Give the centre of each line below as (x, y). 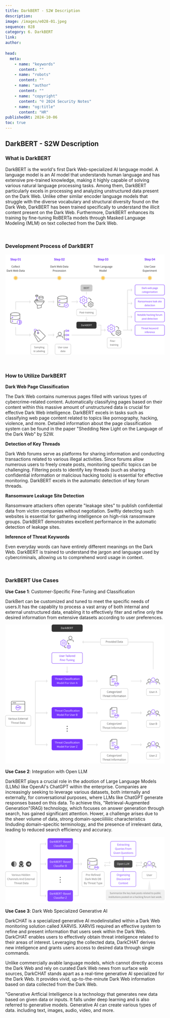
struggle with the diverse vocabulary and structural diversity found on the (82, 201)
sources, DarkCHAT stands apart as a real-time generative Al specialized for (85, 973)
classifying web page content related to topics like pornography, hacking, (82, 418)
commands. (18, 953)
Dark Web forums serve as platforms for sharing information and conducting (85, 454)
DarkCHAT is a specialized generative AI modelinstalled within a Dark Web (83, 920)
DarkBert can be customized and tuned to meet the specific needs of (77, 601)
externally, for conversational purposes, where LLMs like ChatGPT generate (84, 797)
